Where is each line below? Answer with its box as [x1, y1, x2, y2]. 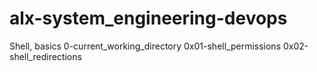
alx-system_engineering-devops [9, 7, 288, 30]
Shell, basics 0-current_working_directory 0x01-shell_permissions [9, 40, 282, 52]
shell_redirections [9, 50, 82, 62]
